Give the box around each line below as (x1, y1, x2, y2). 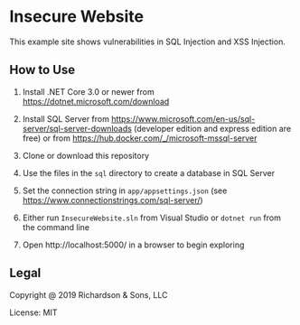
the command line (22, 221, 90, 232)
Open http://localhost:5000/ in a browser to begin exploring (22, 239, 245, 250)
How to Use (9, 62, 76, 78)
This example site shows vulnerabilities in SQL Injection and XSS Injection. (9, 36, 286, 47)
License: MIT (9, 307, 58, 318)
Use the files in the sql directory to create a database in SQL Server (22, 167, 276, 178)
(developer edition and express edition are (134, 123, 292, 134)
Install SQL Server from (22, 113, 110, 124)
